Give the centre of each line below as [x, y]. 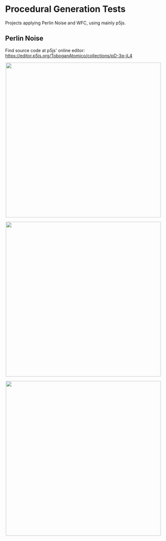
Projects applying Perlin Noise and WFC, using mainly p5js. [66, 23]
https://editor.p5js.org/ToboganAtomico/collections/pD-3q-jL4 [69, 55]
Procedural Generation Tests [65, 9]
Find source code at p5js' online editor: [45, 50]
